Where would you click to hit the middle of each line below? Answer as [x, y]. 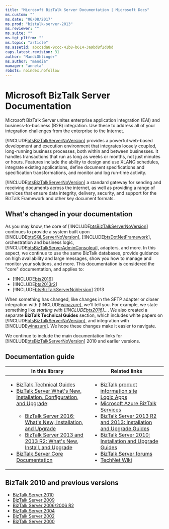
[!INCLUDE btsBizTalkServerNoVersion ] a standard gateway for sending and [83, 182]
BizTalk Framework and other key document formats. [60, 198]
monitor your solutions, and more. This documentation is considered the [80, 263]
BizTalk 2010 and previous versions [62, 482]
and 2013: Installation [126, 422]
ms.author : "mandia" [27, 61]
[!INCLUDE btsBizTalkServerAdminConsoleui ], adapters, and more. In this [80, 247]
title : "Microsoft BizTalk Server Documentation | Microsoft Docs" [77, 10]
